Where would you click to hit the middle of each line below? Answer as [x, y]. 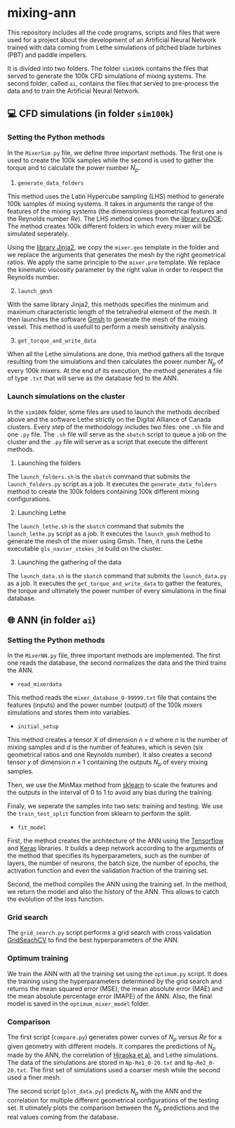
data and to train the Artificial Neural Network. [74, 91]
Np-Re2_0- [201, 1063]
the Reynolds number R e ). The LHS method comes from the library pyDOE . [115, 219]
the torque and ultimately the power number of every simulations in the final [117, 590]
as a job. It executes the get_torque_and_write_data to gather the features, [115, 583]
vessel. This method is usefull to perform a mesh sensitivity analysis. [107, 327]
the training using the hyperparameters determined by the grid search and [115, 981]
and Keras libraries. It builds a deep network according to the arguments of [116, 848]
